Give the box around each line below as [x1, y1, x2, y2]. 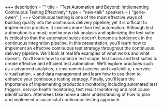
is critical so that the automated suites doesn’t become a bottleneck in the [5, 35, 152, 41]
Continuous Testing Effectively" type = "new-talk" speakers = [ [5, 9, 131, 15]
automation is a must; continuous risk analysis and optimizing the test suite [5, 30, 155, 35]
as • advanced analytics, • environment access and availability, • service [5, 66, 151, 72]
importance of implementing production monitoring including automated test [5, 81, 157, 87]
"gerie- [131, 9, 146, 15]
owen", [5, 15, 19, 20]
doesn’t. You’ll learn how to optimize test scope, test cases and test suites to [5, 56, 158, 61]
